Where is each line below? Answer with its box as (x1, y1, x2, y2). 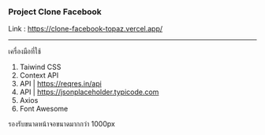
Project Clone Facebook (8, 6, 103, 17)
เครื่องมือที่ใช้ (8, 46, 42, 57)
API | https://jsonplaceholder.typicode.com (19, 87, 159, 97)
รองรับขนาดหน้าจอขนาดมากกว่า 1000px (8, 119, 116, 129)
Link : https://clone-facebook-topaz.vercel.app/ (8, 24, 163, 34)
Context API (19, 71, 59, 80)
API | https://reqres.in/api (19, 79, 103, 89)
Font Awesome (19, 104, 69, 114)
